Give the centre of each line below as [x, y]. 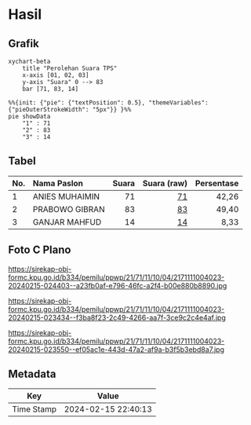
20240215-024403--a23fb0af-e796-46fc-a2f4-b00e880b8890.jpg [118, 285]
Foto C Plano [40, 250]
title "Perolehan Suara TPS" [70, 68]
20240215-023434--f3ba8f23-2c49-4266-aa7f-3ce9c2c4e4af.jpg [117, 317]
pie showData [29, 116]
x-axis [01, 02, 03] [56, 75]
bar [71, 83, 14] [51, 89]
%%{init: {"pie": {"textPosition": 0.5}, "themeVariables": [109, 103]
